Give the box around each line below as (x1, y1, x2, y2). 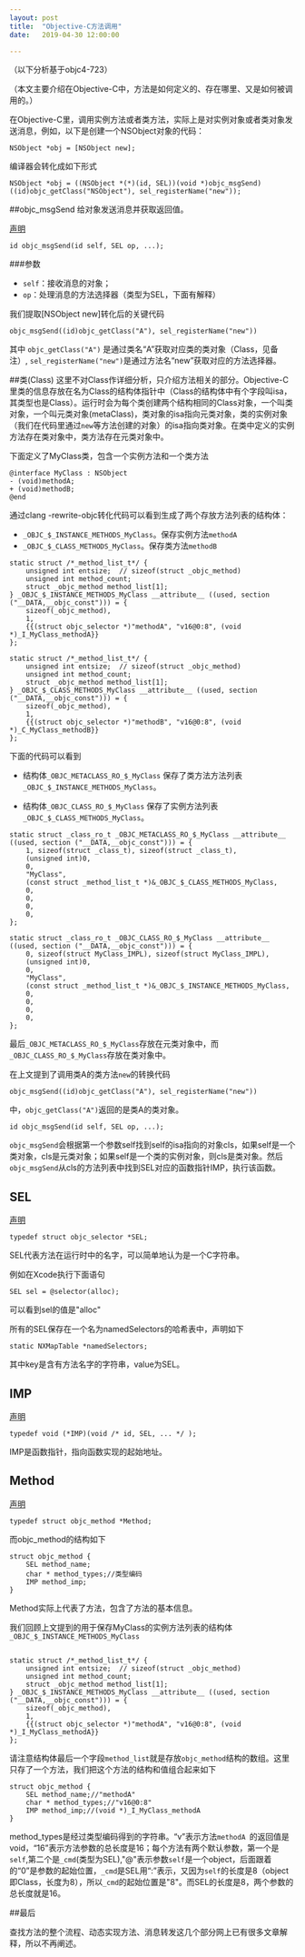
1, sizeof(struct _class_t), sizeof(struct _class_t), (25, 847, 238, 856)
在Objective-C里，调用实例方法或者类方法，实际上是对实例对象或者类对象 (9, 115, 286, 125)
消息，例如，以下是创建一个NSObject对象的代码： (16, 125, 204, 136)
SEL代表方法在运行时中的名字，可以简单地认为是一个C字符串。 (9, 1249, 245, 1260)
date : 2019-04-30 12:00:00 (9, 30, 120, 39)
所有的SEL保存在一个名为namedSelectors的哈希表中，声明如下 (9, 1324, 244, 1335)
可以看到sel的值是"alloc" (9, 1304, 102, 1315)
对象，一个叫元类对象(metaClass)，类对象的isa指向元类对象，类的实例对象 (9, 408, 289, 419)
